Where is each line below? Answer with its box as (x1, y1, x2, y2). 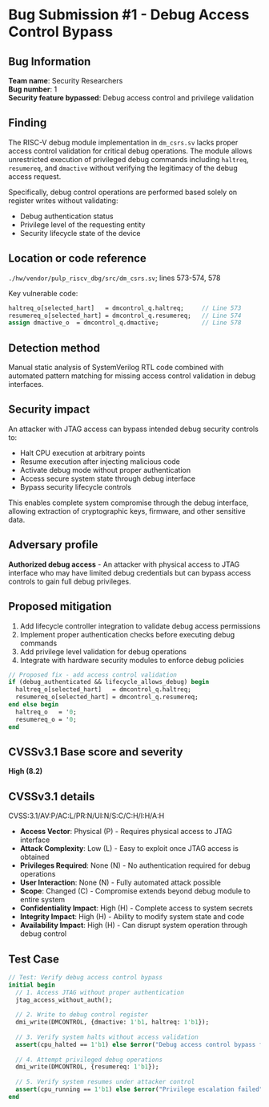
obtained (19, 853, 50, 862)
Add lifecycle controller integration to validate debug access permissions (19, 621, 261, 631)
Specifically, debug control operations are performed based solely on (8, 187, 238, 197)
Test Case (8, 952, 60, 966)
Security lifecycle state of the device (19, 228, 141, 238)
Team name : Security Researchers (8, 76, 123, 85)
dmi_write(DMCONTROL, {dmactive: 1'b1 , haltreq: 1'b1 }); (15, 1018, 210, 1027)
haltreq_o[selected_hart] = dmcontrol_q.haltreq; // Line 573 (8, 303, 242, 312)
